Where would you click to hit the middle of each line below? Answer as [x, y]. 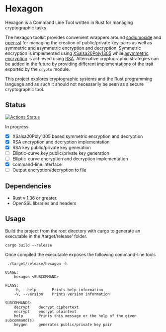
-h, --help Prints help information [59, 290]
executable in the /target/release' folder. [46, 236]
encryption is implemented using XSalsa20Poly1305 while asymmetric [77, 53]
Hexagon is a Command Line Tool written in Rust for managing [69, 22]
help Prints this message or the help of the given [75, 316]
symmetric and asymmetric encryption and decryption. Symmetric [73, 48]
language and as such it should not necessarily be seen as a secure [75, 84]
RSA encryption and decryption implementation [61, 142]
